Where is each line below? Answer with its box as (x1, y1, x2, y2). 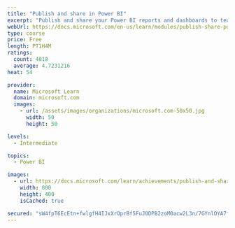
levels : (7, 133, 30, 140)
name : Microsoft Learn (13, 88, 80, 95)
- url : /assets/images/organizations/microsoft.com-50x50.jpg (20, 108, 205, 115)
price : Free (7, 36, 42, 43)
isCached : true (20, 197, 64, 204)
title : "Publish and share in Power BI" (7, 10, 127, 17)
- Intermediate (13, 139, 58, 147)
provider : (7, 81, 36, 88)
